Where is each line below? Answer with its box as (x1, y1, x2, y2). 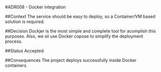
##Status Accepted (5, 48, 44, 54)
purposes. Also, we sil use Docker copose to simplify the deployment (5, 34, 144, 39)
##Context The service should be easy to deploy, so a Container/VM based (5, 14, 156, 19)
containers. (5, 63, 28, 68)
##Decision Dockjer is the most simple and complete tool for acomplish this (5, 28, 156, 34)
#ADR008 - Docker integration (5, 4, 66, 10)
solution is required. (5, 19, 45, 24)
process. (5, 38, 23, 44)
